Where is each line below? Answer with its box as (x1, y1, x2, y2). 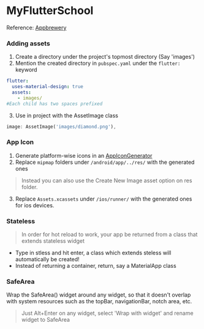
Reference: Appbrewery (6, 24, 67, 31)
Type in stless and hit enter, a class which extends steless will (15, 249, 172, 257)
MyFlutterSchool (6, 4, 94, 18)
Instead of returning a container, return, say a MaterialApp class (15, 262, 176, 270)
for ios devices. (15, 201, 55, 209)
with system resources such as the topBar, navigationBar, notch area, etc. (6, 298, 192, 305)
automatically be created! (15, 256, 80, 263)
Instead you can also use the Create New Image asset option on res (21, 177, 192, 184)
